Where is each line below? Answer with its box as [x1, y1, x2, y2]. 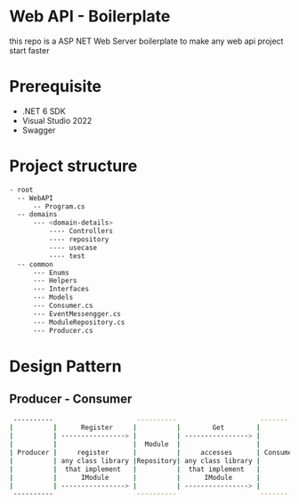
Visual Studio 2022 [21, 115, 93, 126]
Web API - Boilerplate [9, 6, 171, 27]
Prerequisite [9, 77, 102, 97]
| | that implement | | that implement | [9, 465, 261, 474]
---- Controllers [48, 227, 114, 236]
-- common [17, 260, 53, 269]
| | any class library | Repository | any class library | [9, 456, 261, 465]
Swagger [21, 125, 56, 135]
